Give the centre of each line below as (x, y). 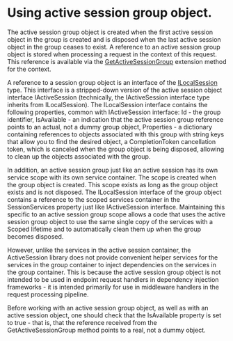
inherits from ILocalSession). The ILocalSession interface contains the (107, 104)
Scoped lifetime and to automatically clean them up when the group (104, 229)
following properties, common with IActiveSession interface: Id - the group (114, 112)
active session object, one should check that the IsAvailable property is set (114, 315)
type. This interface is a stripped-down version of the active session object (115, 90)
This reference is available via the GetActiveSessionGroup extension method (117, 61)
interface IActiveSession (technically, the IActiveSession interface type (109, 97)
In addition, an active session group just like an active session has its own (112, 170)
